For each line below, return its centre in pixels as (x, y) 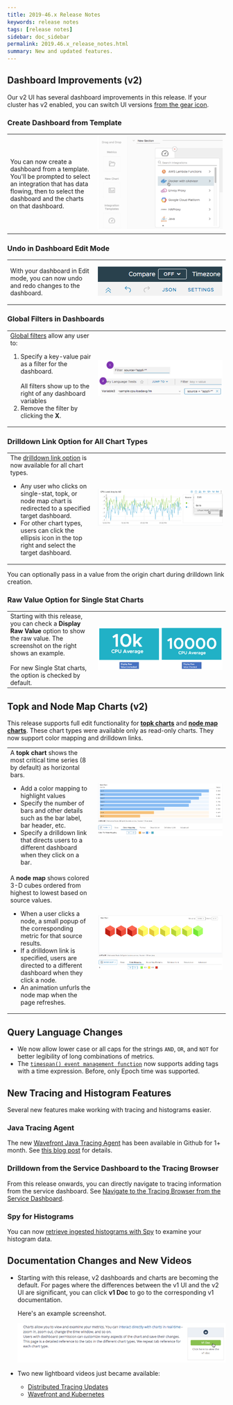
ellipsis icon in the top (52, 538)
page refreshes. (43, 1002)
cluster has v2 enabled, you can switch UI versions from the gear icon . (108, 104)
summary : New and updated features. (60, 51)
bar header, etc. (43, 825)
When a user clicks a (50, 913)
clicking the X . (41, 415)
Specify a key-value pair (56, 356)
